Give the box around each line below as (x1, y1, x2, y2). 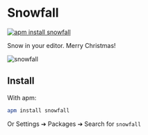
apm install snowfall (7, 106, 70, 114)
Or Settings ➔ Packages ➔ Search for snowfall (7, 120, 141, 128)
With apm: (7, 93, 37, 102)
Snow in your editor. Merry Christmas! (7, 41, 116, 49)
